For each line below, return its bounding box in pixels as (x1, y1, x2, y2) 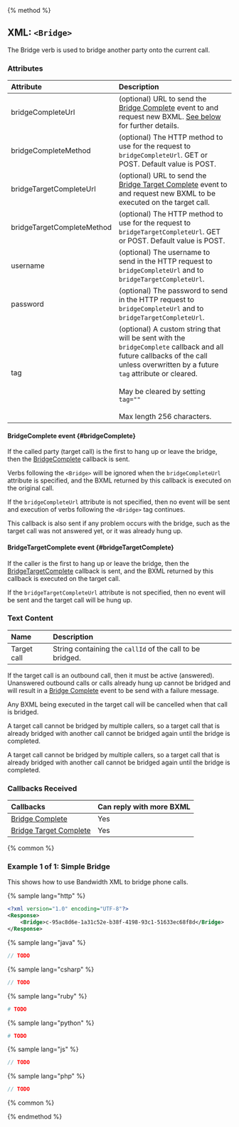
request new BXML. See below (118, 112, 222, 122)
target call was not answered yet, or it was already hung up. (7, 527, 183, 535)
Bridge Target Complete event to (118, 180, 228, 190)
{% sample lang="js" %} (7, 1045, 80, 1053)
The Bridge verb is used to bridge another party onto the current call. (7, 46, 211, 54)
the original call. (7, 484, 55, 492)
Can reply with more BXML (97, 802, 191, 812)
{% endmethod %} (7, 1113, 63, 1121)
